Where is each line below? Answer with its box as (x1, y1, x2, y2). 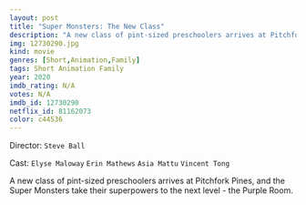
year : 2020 (9, 73, 51, 82)
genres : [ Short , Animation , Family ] (9, 56, 141, 65)
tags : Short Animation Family (9, 65, 125, 74)
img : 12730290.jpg (9, 38, 79, 48)
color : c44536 (9, 115, 64, 124)
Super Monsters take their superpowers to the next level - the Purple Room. (9, 185, 293, 196)
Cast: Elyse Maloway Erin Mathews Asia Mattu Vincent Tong (9, 158, 230, 169)
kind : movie (9, 47, 55, 56)
